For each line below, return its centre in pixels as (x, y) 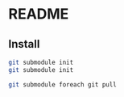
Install (24, 44)
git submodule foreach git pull (62, 84)
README (39, 14)
